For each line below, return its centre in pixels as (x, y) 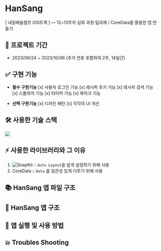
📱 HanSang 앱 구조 (32, 208)
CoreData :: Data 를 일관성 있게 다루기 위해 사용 (57, 171)
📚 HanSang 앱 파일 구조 (40, 187)
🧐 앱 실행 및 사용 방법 (34, 226)
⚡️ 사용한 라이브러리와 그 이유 (45, 150)
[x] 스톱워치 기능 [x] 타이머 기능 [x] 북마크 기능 (56, 93)
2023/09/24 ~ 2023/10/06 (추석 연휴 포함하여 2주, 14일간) (69, 58)
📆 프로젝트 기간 (26, 45)
